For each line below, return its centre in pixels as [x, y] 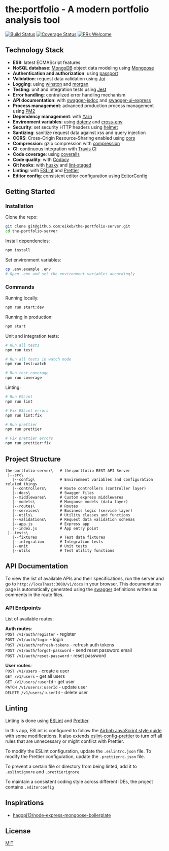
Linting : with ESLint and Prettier [46, 170]
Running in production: [29, 317]
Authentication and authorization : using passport [65, 73]
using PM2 [24, 111]
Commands [20, 287]
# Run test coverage [27, 373]
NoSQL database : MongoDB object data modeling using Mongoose [83, 68]
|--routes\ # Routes [45, 506]
